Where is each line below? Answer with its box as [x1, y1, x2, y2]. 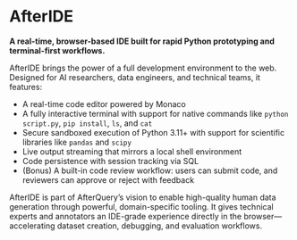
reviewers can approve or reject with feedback [21, 174, 195, 185]
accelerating [9, 220, 55, 231]
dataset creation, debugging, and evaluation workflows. [56, 220, 262, 231]
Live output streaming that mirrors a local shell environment [21, 145, 242, 157]
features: [9, 81, 43, 92]
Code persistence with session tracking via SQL [21, 155, 199, 166]
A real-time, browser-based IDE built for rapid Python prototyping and [9, 36, 275, 46]
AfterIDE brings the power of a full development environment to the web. [9, 62, 277, 73]
